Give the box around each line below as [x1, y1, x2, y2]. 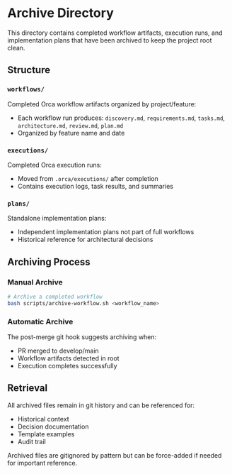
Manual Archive [7, 277, 63, 287]
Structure [7, 64, 51, 76]
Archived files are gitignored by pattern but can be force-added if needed [7, 451, 222, 459]
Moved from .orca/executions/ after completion [17, 174, 159, 182]
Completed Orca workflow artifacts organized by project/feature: [7, 99, 197, 108]
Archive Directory [7, 5, 115, 21]
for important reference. [7, 458, 78, 467]
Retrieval [7, 382, 48, 395]
